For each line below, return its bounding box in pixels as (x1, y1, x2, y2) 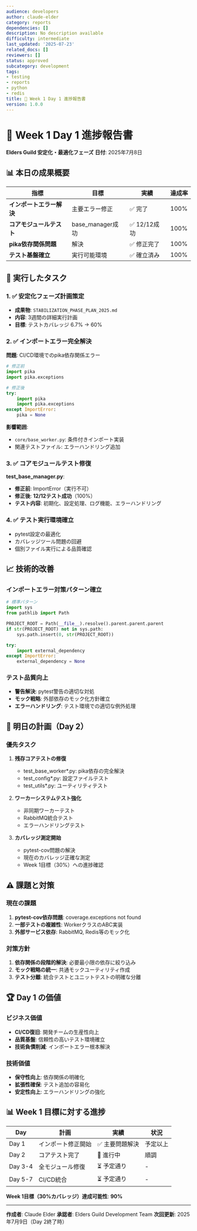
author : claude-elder (6, 14, 59, 20)
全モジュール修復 (38, 1163, 86, 1171)
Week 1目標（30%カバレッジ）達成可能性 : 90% (6, 1192, 123, 1200)
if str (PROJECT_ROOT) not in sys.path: (6, 626, 104, 632)
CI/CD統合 (38, 1176, 67, 1184)
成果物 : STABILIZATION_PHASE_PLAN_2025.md (14, 306, 117, 313)
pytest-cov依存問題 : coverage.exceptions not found (14, 914, 141, 921)
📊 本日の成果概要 (6, 168, 70, 178)
